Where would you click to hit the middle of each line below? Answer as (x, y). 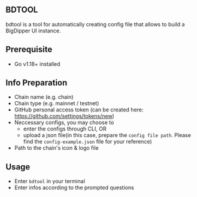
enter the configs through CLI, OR (65, 129)
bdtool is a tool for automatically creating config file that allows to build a (95, 24)
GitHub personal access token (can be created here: (79, 110)
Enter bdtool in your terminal (49, 181)
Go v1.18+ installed (37, 64)
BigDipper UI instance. (33, 31)
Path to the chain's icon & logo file (57, 148)
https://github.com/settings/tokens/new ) (64, 116)
